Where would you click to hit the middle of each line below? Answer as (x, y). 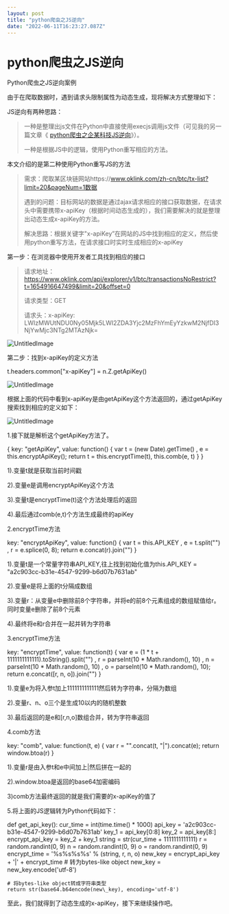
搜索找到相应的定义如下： (43, 408)
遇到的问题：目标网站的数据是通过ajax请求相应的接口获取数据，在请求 (123, 202)
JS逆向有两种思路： (35, 112)
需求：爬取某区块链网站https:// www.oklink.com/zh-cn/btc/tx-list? (116, 179)
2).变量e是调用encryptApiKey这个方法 (61, 485)
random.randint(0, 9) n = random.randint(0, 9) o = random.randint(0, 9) (107, 847)
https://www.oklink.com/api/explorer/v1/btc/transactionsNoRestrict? (120, 279)
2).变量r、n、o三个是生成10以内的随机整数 (67, 703)
